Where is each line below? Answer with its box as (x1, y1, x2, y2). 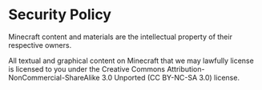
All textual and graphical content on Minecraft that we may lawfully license (8, 56, 254, 65)
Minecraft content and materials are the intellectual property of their (8, 32, 232, 41)
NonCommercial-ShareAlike (8, 72, 100, 82)
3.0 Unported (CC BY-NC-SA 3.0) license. (101, 72, 240, 82)
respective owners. (8, 40, 72, 49)
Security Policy (8, 6, 112, 24)
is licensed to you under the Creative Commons (8, 64, 166, 73)
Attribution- (167, 64, 205, 73)
